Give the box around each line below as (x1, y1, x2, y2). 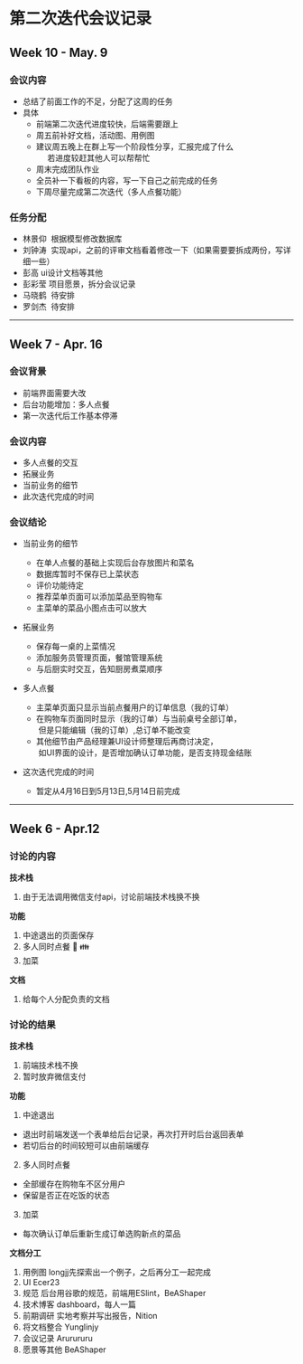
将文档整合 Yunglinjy (22, 1321, 99, 1332)
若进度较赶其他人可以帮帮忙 (47, 152, 151, 163)
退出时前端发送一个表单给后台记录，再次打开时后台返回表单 (22, 1129, 244, 1140)
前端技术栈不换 (22, 1060, 78, 1071)
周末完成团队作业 (35, 164, 100, 175)
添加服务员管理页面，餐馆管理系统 (35, 652, 163, 663)
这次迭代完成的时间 (22, 766, 95, 778)
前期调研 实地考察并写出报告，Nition (22, 1311, 158, 1321)
